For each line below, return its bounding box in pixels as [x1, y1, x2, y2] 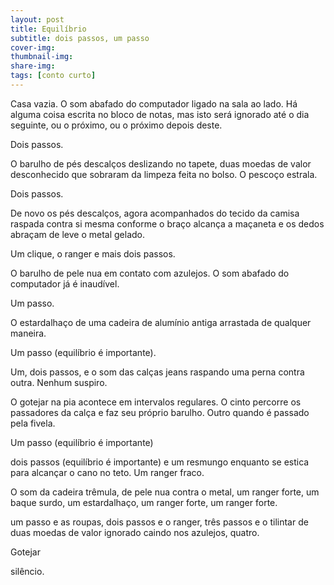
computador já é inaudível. [10, 277, 120, 290]
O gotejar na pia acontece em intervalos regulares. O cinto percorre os [10, 396, 302, 408]
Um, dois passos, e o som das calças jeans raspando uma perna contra [10, 366, 305, 378]
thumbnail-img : [10, 52, 74, 62]
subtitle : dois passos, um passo [10, 33, 150, 43]
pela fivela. [10, 417, 56, 429]
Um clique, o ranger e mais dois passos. [10, 247, 176, 260]
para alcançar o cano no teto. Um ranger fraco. [10, 466, 205, 478]
